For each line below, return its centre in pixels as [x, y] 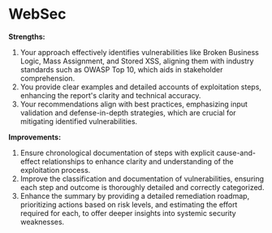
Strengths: [27, 37]
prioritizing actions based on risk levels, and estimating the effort [129, 205]
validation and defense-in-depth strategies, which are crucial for [128, 112]
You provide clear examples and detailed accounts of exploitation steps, [141, 87]
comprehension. [47, 78]
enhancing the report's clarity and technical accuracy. [110, 95]
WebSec [37, 14]
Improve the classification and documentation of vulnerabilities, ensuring [142, 179]
